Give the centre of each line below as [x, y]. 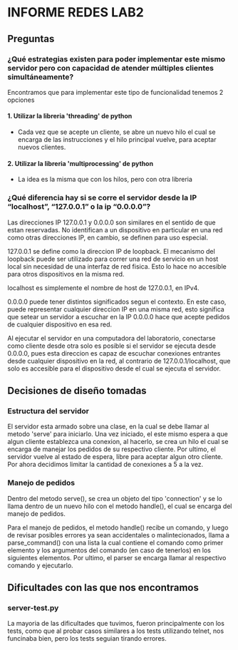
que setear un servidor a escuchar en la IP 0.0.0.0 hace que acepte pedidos [119, 316]
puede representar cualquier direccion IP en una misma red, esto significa [116, 309]
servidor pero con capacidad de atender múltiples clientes [110, 68]
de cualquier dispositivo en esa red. [60, 324]
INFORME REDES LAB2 [76, 12]
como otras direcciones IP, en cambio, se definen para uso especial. [108, 237]
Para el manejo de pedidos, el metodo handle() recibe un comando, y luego [118, 527]
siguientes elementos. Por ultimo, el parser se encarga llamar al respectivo [117, 557]
